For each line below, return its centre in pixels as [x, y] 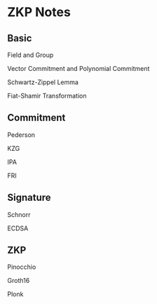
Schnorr [19, 214]
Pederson [21, 135]
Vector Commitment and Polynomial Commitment [78, 68]
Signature [29, 198]
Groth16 [19, 281]
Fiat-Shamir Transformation [47, 96]
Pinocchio [22, 267]
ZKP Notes [39, 12]
